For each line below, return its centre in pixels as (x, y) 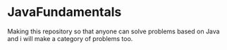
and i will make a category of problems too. (70, 38)
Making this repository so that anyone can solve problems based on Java (114, 31)
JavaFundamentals (65, 12)
